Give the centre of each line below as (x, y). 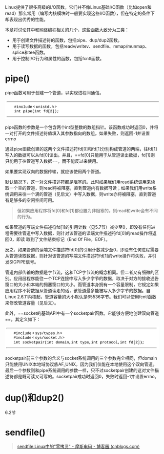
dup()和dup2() (35, 398)
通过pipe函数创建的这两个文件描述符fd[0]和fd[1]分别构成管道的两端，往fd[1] (81, 149)
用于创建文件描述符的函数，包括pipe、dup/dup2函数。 (67, 40)
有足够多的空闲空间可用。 (31, 200)
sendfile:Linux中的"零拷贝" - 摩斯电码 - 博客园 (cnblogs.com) (78, 447)
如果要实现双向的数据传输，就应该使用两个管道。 (54, 172)
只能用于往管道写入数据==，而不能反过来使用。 (53, 161)
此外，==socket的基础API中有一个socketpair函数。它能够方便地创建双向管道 (82, 313)
